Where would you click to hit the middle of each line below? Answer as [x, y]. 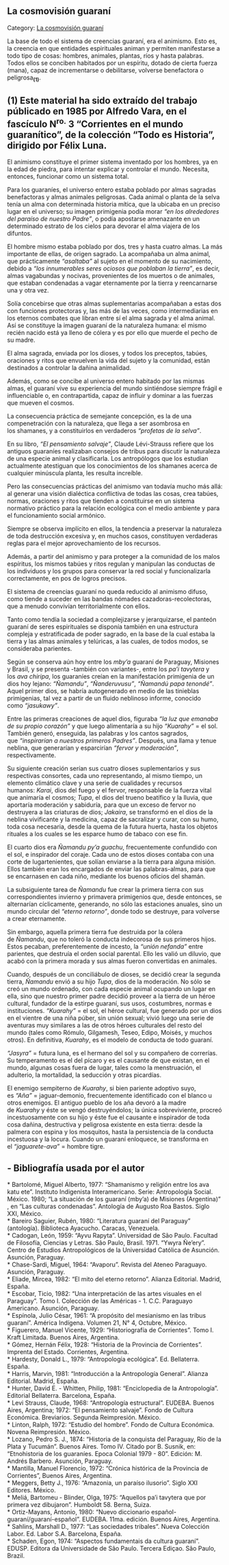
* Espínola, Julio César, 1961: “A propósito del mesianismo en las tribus [107, 1316]
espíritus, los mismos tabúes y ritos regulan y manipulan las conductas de [111, 564]
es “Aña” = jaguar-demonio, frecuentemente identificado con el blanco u [110, 1096]
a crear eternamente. [37, 919]
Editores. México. [31, 1490]
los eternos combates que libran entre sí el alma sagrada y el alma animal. [111, 318]
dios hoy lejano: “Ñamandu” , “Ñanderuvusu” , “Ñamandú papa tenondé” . [110, 684]
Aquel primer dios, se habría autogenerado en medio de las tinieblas [103, 691]
